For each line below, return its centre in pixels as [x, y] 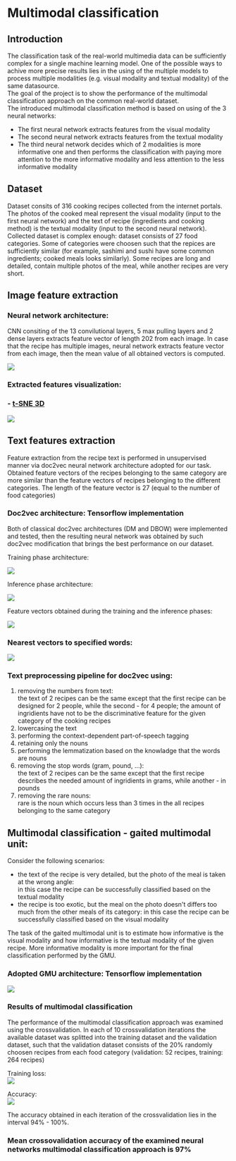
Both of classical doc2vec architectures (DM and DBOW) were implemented [117, 528]
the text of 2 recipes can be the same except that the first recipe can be [122, 698]
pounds [29, 788]
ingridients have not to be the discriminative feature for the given [112, 714]
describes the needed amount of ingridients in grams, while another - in [122, 781]
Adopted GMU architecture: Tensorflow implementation [105, 974]
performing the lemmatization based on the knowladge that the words [119, 751]
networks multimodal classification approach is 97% [99, 1149]
